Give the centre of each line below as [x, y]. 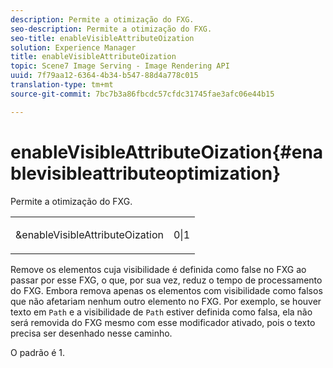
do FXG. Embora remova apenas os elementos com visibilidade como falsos [166, 290]
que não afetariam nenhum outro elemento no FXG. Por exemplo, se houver [166, 301]
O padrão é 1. [38, 352]
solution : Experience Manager [73, 47]
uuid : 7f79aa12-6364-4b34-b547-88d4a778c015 [104, 76]
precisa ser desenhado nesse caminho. [91, 333]
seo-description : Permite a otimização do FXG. [111, 29]
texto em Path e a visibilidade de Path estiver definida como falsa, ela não [161, 312]
